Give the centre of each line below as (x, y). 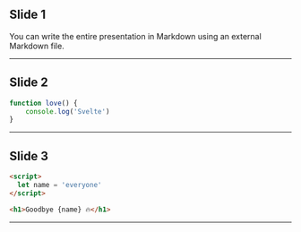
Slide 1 (28, 15)
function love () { (43, 103)
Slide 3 (29, 156)
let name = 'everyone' (60, 185)
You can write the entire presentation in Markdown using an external (135, 36)
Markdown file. (37, 46)
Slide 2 (29, 83)
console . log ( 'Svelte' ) (68, 111)
